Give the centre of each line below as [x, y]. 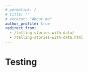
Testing [21, 62]
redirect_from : [21, 28]
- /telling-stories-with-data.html [46, 38]
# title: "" [17, 14]
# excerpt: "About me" [29, 19]
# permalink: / [21, 10]
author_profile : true [28, 24]
